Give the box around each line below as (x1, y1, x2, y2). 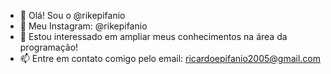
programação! (19, 41, 79, 53)
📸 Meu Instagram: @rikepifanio (19, 20, 148, 32)
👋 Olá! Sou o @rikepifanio (19, 10, 126, 21)
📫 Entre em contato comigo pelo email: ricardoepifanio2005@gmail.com (19, 53, 322, 64)
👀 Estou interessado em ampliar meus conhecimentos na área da (19, 31, 288, 42)
